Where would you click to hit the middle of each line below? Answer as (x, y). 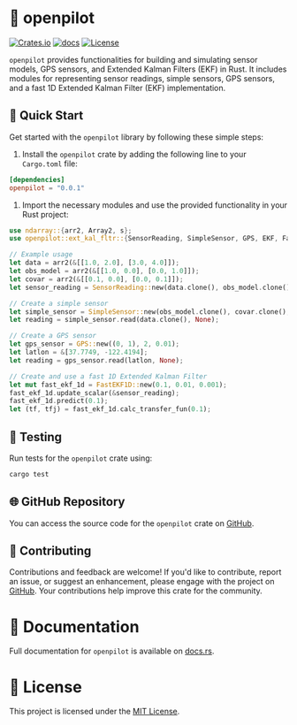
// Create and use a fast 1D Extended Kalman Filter (108, 376)
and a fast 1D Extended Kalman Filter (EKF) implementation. (118, 88)
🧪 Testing (36, 437)
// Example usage (41, 255)
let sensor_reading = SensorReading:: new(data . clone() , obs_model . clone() (150, 287)
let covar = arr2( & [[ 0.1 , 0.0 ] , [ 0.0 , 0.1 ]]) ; (96, 279)
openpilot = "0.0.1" (47, 188)
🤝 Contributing (50, 551)
